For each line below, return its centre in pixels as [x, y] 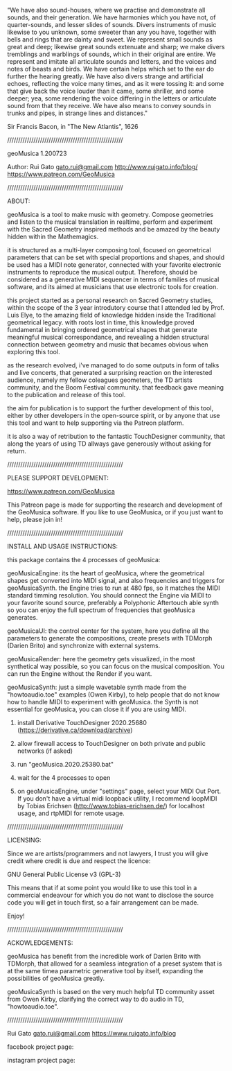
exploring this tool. [34, 352]
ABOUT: [19, 201]
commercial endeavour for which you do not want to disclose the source [110, 895]
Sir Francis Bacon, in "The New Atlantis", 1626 [73, 127]
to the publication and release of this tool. [66, 395]
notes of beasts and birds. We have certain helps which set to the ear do [111, 69]
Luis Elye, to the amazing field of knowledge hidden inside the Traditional [111, 315]
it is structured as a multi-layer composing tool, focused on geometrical [109, 250]
